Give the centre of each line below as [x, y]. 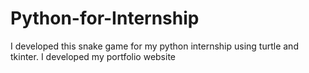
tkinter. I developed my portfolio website [93, 56]
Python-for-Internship [105, 18]
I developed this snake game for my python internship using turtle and [154, 46]
